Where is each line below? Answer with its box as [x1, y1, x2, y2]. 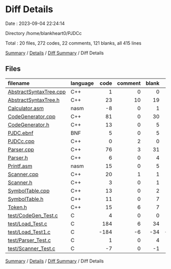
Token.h [8, 204, 27, 211]
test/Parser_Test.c [8, 237, 51, 244]
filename [8, 80, 30, 87]
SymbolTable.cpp [8, 187, 50, 194]
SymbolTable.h [8, 195, 44, 203]
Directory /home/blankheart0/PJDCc [5, 30, 82, 36]
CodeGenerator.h [8, 121, 49, 128]
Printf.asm [8, 162, 33, 170]
